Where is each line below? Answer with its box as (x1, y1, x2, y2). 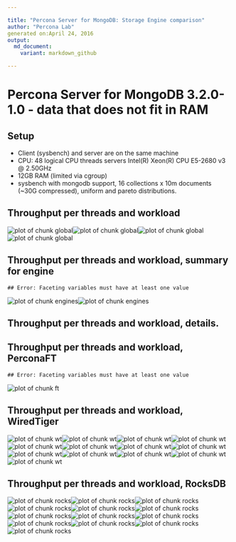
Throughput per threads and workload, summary (7, 254, 229, 267)
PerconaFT (7, 353, 57, 365)
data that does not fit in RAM (36, 102, 209, 118)
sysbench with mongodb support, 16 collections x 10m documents (17, 179, 212, 187)
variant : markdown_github (20, 50, 97, 57)
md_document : (14, 43, 53, 51)
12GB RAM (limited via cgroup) (17, 171, 108, 180)
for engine (7, 265, 55, 277)
